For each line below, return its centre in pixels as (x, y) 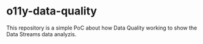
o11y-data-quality (52, 11)
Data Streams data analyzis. (41, 34)
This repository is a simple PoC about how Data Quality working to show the (102, 28)
